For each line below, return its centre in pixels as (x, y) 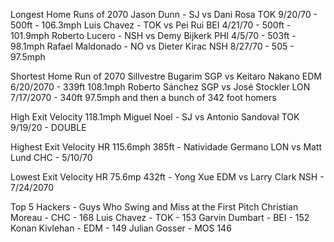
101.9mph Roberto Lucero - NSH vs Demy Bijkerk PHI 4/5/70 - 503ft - (153, 35)
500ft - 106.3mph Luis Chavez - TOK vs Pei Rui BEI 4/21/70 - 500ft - (151, 25)
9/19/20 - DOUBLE (48, 127)
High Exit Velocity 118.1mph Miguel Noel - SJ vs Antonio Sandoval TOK (155, 117)
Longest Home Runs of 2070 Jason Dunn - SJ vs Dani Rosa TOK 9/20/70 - (164, 14)
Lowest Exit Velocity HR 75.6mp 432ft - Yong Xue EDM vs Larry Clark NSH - (167, 177)
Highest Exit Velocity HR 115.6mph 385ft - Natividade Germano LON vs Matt (166, 147)
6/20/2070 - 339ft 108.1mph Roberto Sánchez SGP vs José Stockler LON (160, 87)
